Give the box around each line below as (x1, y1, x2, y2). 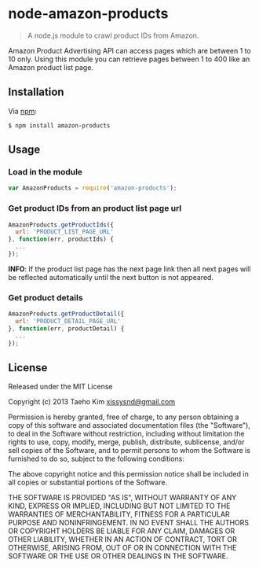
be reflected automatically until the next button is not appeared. (8, 272, 214, 282)
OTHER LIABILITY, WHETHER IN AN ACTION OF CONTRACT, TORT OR (8, 535, 237, 544)
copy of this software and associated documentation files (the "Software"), (8, 421, 251, 430)
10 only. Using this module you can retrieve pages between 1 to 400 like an (8, 54, 250, 64)
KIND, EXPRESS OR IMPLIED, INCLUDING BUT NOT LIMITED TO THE (8, 501, 231, 511)
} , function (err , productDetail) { (8, 325, 125, 333)
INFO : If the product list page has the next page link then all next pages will (8, 264, 251, 274)
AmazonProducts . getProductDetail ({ (8, 310, 125, 318)
